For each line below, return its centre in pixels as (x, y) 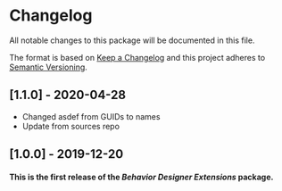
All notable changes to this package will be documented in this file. (132, 40)
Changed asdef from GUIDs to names (91, 116)
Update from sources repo (71, 126)
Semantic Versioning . (48, 67)
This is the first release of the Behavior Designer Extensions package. (141, 177)
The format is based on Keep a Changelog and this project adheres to (137, 57)
